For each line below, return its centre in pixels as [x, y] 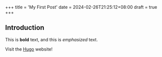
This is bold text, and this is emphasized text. [51, 39]
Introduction [25, 28]
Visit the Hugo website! [29, 49]
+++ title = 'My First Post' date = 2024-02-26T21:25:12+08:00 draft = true [81, 7]
